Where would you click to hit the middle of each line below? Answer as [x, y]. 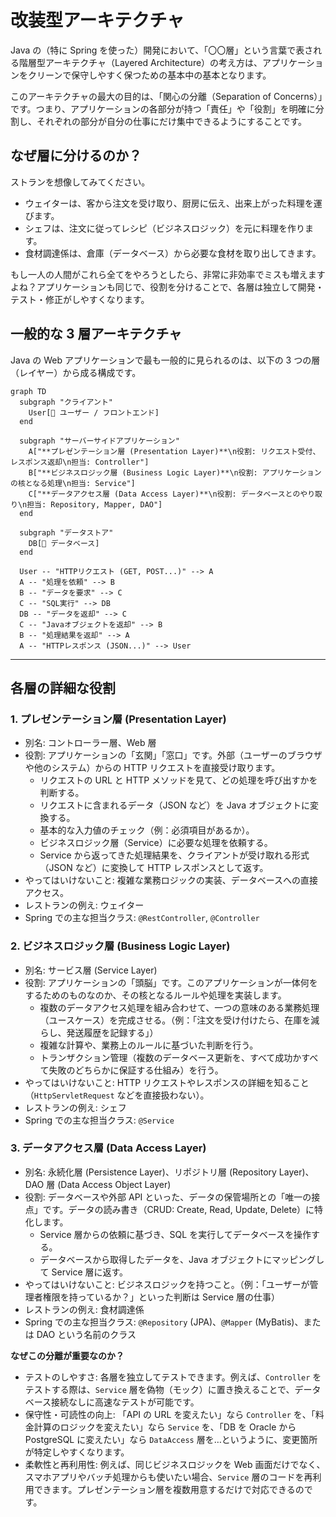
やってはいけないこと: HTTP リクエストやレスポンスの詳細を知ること [167, 1082]
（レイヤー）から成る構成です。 [76, 372]
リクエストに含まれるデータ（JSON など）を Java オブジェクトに [174, 805]
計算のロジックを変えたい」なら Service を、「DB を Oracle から [165, 1427]
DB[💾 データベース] [64, 543]
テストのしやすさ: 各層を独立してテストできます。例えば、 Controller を [173, 1377]
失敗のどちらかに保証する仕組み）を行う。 [136, 1070]
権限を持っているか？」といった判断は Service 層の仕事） [161, 1297]
